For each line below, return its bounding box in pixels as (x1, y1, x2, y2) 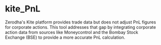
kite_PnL (5, 3, 41, 14)
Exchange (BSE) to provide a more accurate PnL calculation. (5, 34, 126, 40)
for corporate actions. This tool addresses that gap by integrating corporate (5, 24, 156, 30)
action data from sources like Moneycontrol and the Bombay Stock (5, 29, 138, 35)
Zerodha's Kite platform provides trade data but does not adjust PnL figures (5, 19, 156, 25)
